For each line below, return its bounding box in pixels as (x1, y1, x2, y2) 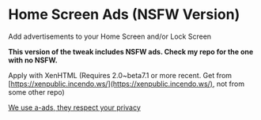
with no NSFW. (8, 55, 58, 65)
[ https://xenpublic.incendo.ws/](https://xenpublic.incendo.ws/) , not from (8, 79, 245, 88)
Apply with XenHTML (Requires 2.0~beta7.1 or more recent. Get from (8, 70, 232, 80)
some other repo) (8, 87, 65, 96)
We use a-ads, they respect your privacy (8, 103, 141, 112)
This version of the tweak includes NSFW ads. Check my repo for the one (8, 47, 254, 56)
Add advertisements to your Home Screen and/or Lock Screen (8, 32, 212, 41)
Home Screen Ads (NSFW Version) (8, 6, 240, 24)
